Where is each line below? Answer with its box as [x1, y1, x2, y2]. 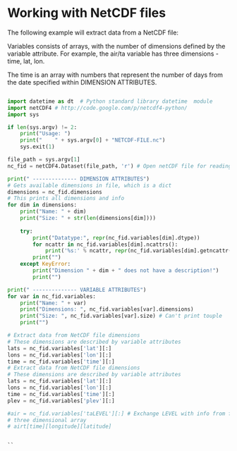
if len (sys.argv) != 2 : [7, 123, 78, 131]
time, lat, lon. [7, 56, 45, 65]
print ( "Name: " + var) [20, 299, 87, 307]
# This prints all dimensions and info [7, 195, 125, 202]
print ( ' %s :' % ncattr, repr [44, 247, 128, 254]
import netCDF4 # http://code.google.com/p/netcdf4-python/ [7, 104, 188, 111]
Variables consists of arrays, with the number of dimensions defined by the [7, 42, 226, 50]
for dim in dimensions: [7, 202, 78, 209]
